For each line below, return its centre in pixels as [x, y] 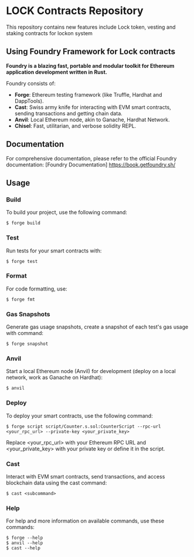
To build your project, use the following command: [67, 213]
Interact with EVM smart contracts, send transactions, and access [86, 477]
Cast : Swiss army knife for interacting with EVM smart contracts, [93, 107]
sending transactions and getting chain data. [69, 113]
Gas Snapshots [28, 314]
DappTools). [29, 101]
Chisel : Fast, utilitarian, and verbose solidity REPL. [75, 126]
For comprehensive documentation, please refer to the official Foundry [91, 158]
